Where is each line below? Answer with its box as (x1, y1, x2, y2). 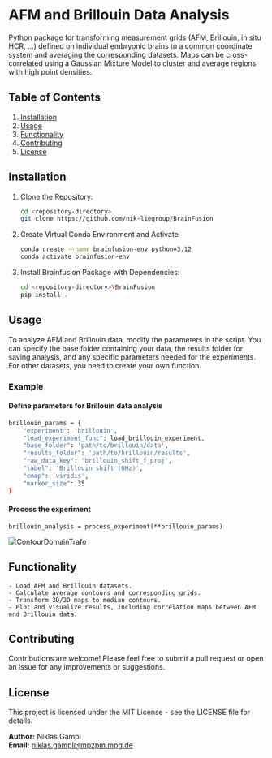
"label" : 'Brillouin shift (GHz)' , (23, 464, 144, 472)
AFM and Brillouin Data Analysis (8, 6, 230, 24)
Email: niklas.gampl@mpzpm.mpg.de (8, 740, 134, 750)
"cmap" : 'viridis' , (23, 472, 89, 480)
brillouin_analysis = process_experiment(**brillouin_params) (8, 522, 223, 531)
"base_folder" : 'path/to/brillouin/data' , (23, 441, 169, 450)
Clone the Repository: (19, 192, 93, 201)
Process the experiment (8, 505, 91, 515)
